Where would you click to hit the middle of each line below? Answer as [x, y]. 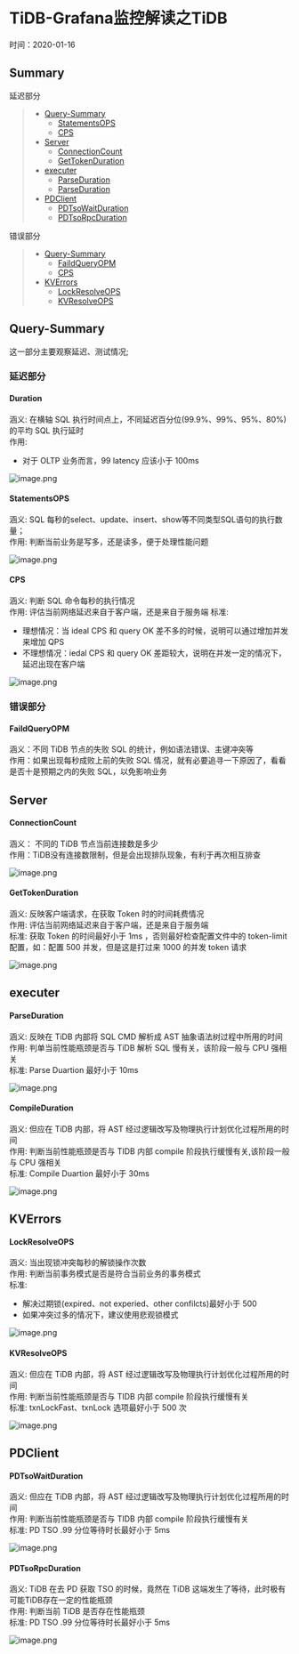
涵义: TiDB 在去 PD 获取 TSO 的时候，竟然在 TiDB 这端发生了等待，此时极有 [148, 1589]
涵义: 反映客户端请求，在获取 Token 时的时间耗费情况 [107, 914]
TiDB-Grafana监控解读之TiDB [118, 18]
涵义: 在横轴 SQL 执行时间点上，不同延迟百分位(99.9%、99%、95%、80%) [148, 419]
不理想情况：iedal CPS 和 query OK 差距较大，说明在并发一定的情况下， [154, 653]
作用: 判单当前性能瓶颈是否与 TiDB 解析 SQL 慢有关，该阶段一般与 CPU [139, 1047]
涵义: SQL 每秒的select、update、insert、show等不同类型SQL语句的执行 [142, 519]
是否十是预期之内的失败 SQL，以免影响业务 [88, 771]
